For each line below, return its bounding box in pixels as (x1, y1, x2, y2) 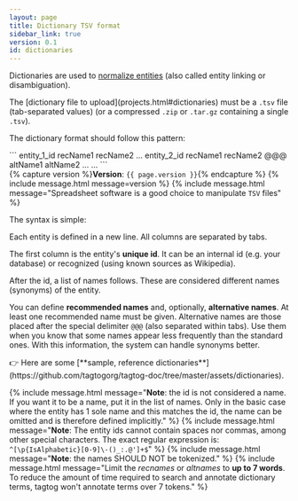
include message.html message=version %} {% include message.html (9, 178, 265, 189)
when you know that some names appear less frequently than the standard (9, 330, 284, 341)
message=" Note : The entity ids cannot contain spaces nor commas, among (9, 425, 286, 435)
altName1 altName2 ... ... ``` (9, 160, 108, 170)
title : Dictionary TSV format (9, 21, 122, 30)
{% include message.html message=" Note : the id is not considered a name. (9, 387, 286, 398)
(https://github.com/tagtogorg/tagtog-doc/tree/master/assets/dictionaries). (9, 370, 285, 381)
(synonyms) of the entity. (9, 285, 101, 295)
